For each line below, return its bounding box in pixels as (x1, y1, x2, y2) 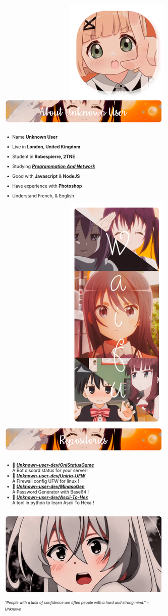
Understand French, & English (12, 193, 74, 199)
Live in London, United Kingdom (12, 144, 81, 150)
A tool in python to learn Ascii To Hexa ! (12, 500, 94, 506)
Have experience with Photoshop (12, 183, 82, 189)
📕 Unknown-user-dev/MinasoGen (12, 483, 85, 489)
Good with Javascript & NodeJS (12, 173, 80, 179)
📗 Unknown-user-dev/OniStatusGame (12, 462, 94, 468)
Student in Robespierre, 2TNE (12, 153, 75, 160)
